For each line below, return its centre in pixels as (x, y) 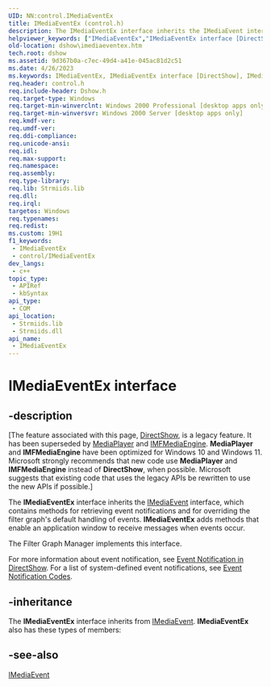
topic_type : (28, 279)
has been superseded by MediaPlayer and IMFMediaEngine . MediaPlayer (131, 444)
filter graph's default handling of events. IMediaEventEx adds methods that (134, 519)
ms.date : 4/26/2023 (41, 69)
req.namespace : (34, 166)
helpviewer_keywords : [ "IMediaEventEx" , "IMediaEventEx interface (120, 38)
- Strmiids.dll (37, 331)
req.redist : (28, 226)
